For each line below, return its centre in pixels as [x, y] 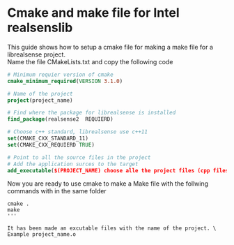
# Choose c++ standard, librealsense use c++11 [78, 132]
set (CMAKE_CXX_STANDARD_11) [48, 139]
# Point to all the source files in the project [79, 157]
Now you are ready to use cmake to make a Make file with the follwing [108, 184]
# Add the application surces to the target [73, 164]
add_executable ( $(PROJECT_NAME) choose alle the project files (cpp [109, 170]
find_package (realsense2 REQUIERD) [60, 119]
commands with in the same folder [57, 191]
